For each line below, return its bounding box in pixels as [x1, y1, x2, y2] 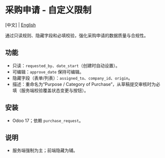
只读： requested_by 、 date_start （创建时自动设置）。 [12, 63, 120, 69]
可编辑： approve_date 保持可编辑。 [12, 69, 84, 75]
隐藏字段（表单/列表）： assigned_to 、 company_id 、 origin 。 [12, 75, 133, 81]
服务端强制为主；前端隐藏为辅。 [12, 148, 78, 154]
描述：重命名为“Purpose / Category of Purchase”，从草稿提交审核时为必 [12, 81, 161, 87]
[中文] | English [5, 22, 36, 28]
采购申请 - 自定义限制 [5, 4, 92, 16]
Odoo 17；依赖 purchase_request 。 [12, 117, 83, 123]
